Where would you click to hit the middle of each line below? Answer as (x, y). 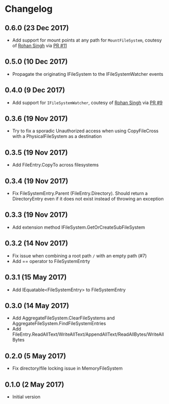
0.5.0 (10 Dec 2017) (36, 62)
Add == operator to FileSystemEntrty (51, 261)
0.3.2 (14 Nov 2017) (37, 243)
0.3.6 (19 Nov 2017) (36, 119)
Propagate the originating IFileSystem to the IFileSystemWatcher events (88, 74)
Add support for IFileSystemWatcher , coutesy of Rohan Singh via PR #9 (87, 103)
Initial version (26, 397)
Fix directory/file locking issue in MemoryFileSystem (67, 368)
